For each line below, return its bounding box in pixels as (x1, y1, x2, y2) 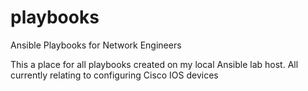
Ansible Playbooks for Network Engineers (10, 39, 182, 51)
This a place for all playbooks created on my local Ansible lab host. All (10, 58, 299, 70)
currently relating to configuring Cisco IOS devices (10, 69, 219, 81)
